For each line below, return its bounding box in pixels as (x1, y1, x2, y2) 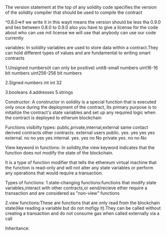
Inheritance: (5, 226, 30, 231)
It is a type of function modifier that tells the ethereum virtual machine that (5, 159, 157, 165)
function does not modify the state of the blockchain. (5, 150, 113, 156)
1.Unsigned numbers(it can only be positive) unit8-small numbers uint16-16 (5, 65, 158, 71)
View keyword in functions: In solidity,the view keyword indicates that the (5, 145, 155, 151)
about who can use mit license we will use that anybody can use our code (5, 30, 156, 35)
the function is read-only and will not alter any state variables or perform (5, 165, 154, 170)
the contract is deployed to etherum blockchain (5, 115, 102, 121)
